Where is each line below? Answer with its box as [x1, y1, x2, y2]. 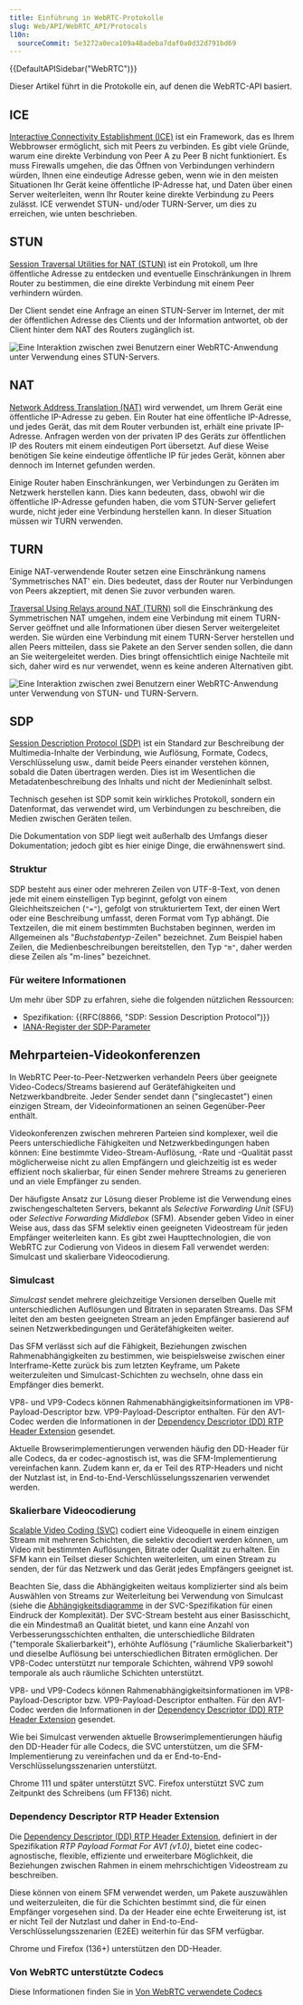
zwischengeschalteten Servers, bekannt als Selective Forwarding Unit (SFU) [9, 1202, 294, 1214]
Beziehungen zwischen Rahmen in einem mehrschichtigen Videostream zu [9, 1859, 289, 1871]
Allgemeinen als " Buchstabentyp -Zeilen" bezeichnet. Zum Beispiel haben [9, 931, 283, 942]
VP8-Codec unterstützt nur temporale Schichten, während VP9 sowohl [9, 1658, 274, 1669]
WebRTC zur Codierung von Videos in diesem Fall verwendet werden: [9, 1241, 270, 1252]
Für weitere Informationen [9, 973, 127, 986]
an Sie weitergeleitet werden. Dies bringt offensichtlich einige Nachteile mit [9, 651, 289, 661]
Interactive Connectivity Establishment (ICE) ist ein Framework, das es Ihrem [9, 131, 295, 142]
